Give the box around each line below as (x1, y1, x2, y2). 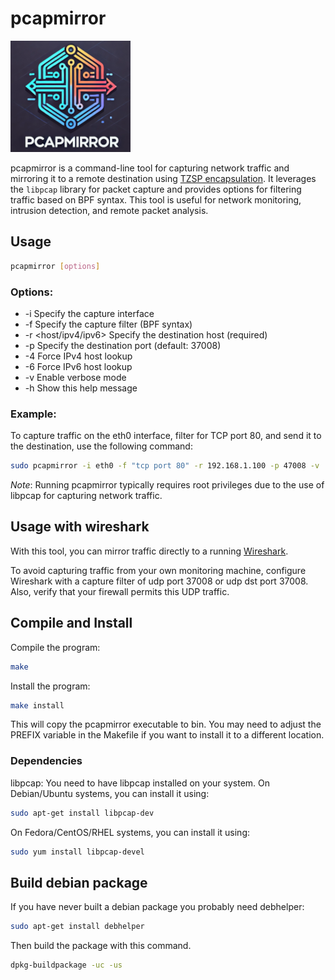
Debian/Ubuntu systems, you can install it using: (10, 787, 210, 799)
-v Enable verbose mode (24, 371, 127, 383)
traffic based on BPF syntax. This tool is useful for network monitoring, (10, 193, 302, 206)
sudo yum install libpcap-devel (10, 847, 145, 857)
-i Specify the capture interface (24, 307, 155, 319)
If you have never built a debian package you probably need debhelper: (10, 901, 305, 913)
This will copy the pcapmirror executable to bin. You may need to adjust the (10, 718, 322, 731)
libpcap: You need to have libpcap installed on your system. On (10, 777, 271, 789)
